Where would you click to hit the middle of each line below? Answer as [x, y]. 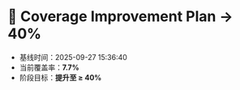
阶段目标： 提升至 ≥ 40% [60, 77]
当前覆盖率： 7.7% [49, 67]
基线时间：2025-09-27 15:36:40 [73, 57]
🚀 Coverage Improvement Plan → [120, 17]
